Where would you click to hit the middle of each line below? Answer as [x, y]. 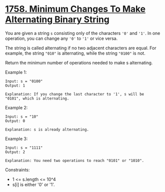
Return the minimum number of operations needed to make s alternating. [79, 63]
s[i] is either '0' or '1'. [33, 184]
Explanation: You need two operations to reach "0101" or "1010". [75, 160]
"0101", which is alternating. [37, 98]
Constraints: [17, 170]
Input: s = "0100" [24, 81]
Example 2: [16, 107]
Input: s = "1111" [24, 148]
